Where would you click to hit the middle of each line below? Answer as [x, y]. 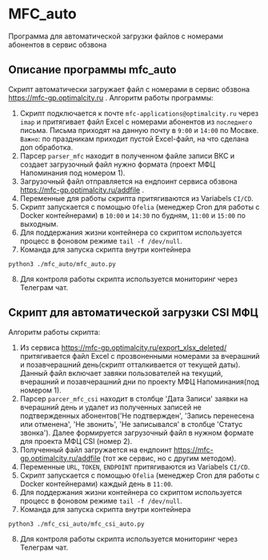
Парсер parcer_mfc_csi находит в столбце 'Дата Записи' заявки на [134, 398]
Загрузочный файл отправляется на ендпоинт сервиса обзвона [128, 181]
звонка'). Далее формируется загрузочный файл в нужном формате [137, 433]
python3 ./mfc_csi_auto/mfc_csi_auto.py [77, 524]
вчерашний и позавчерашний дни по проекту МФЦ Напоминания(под [140, 381]
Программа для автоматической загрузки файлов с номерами [116, 36]
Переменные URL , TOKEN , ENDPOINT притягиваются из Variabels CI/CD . [135, 466]
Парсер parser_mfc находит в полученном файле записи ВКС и [127, 155]
